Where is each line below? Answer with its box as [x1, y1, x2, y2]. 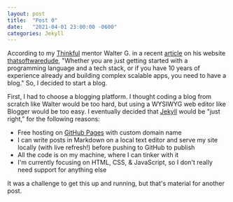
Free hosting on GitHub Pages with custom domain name [17, 128, 182, 137]
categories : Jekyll [7, 29, 64, 37]
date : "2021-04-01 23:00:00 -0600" [7, 23, 118, 30]
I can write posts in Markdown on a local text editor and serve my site [17, 136, 218, 144]
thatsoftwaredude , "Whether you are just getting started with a [7, 57, 188, 65]
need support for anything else [17, 166, 107, 174]
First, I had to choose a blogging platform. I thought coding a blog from [7, 93, 212, 101]
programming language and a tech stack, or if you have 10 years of [7, 64, 201, 72]
